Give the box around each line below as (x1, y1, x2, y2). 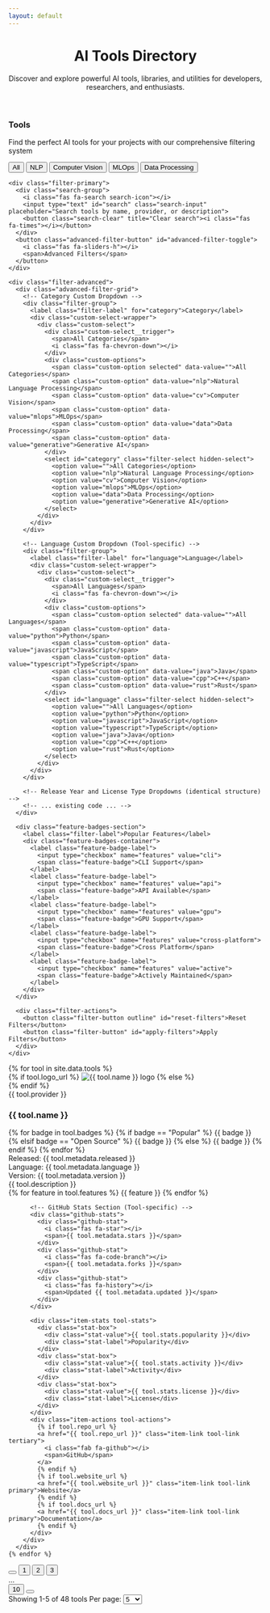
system (8, 146, 33, 155)
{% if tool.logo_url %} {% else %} (8, 1072, 195, 1082)
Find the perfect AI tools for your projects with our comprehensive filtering (8, 137, 255, 146)
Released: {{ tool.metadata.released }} (8, 1154, 135, 1163)
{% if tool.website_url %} (37, 1472, 128, 1480)
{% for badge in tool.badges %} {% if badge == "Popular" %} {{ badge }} (8, 1128, 252, 1138)
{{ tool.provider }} (8, 1089, 67, 1099)
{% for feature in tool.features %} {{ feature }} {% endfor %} (8, 1188, 209, 1197)
